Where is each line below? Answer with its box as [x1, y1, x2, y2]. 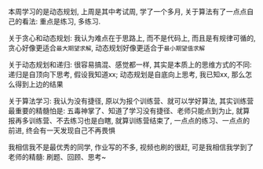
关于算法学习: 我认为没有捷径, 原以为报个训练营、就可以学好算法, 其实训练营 [8, 97, 254, 105]
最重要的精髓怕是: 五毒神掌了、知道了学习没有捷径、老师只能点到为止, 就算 [8, 106, 250, 116]
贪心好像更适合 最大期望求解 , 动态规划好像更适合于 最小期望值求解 [8, 43, 206, 53]
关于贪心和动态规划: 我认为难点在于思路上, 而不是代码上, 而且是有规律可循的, [8, 34, 256, 42]
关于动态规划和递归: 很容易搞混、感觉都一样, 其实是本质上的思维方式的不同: [8, 60, 252, 69]
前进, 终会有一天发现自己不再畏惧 [8, 126, 115, 135]
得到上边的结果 [14, 79, 64, 89]
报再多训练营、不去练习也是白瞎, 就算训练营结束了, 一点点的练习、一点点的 [8, 116, 250, 125]
